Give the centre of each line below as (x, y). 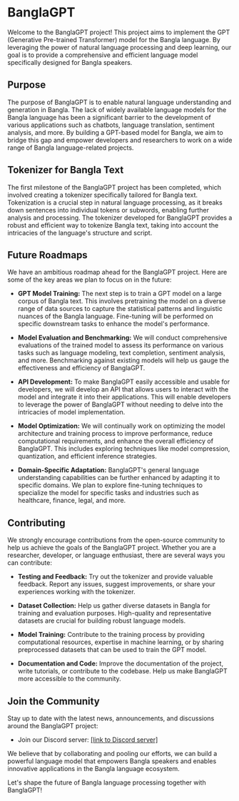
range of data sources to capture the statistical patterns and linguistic (120, 309)
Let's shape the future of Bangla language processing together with (107, 782)
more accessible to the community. (69, 679)
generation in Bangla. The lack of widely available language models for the (117, 109)
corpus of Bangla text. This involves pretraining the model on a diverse (122, 301)
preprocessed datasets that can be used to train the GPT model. (112, 650)
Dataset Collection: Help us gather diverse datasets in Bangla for (114, 606)
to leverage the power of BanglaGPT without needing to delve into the (120, 404)
